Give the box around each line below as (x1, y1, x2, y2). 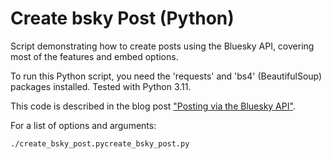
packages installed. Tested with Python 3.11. (10, 80, 192, 92)
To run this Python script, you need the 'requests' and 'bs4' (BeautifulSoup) (10, 70, 323, 82)
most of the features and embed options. (10, 50, 179, 62)
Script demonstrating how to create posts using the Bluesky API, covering (10, 40, 315, 52)
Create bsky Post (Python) (10, 7, 235, 30)
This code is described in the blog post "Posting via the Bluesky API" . (10, 100, 296, 112)
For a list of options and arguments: (10, 119, 157, 131)
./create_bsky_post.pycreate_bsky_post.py (10, 138, 190, 149)
